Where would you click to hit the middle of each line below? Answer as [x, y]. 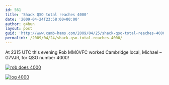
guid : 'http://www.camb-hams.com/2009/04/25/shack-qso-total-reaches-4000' [86, 33]
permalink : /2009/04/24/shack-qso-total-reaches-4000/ [64, 38]
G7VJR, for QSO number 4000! [37, 57]
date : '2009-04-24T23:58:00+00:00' [43, 19]
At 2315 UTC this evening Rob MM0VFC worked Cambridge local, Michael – [83, 52]
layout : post [19, 29]
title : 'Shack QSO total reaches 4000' [47, 15]
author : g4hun [20, 24]
